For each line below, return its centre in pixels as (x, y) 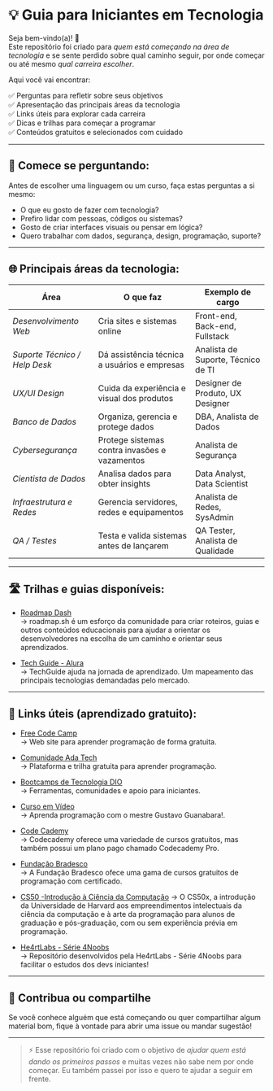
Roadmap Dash (45, 613)
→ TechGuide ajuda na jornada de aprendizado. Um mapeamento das (136, 672)
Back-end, (216, 325)
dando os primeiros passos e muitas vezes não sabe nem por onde (141, 1062)
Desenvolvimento (46, 321)
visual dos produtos (136, 398)
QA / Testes (35, 540)
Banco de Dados (45, 421)
